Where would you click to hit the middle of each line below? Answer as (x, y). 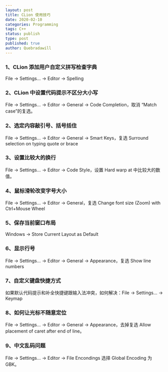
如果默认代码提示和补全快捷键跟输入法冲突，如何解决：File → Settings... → (84, 293)
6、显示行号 (20, 249)
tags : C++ (16, 29)
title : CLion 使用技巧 (28, 15)
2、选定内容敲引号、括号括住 (41, 126)
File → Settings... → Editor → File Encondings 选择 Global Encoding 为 (79, 358)
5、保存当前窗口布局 (31, 223)
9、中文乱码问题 (26, 346)
